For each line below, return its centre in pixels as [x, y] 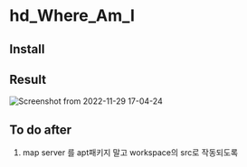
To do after [41, 130]
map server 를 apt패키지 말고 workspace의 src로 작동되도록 [130, 153]
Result [28, 79]
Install [27, 49]
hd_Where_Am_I [72, 16]
